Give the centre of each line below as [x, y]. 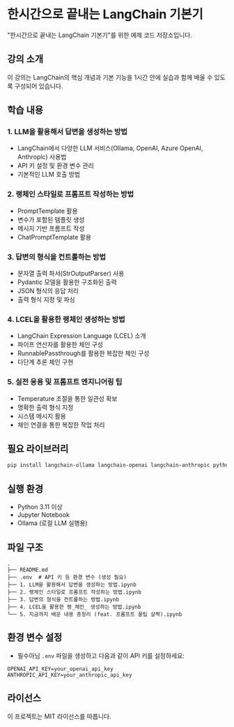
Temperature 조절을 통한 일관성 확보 [67, 398]
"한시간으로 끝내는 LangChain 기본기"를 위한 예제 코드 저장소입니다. [100, 35]
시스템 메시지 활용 [41, 416]
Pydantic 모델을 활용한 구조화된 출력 [67, 282]
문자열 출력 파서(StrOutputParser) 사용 [71, 274]
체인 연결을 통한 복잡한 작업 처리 [61, 425]
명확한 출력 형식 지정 [45, 407]
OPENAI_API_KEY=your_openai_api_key [60, 669]
